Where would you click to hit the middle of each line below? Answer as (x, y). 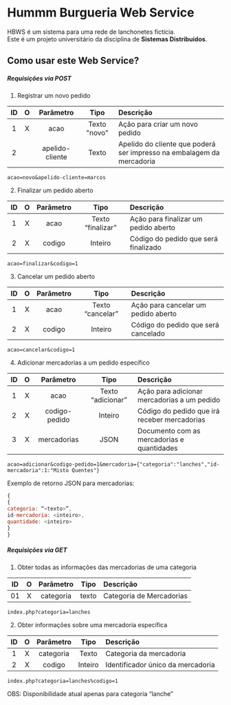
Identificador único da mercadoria (160, 665)
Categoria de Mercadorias (145, 596)
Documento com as (169, 431)
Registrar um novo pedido (54, 96)
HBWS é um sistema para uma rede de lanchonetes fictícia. (91, 32)
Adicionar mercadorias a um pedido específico (83, 362)
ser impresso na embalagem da (169, 153)
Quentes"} (86, 471)
